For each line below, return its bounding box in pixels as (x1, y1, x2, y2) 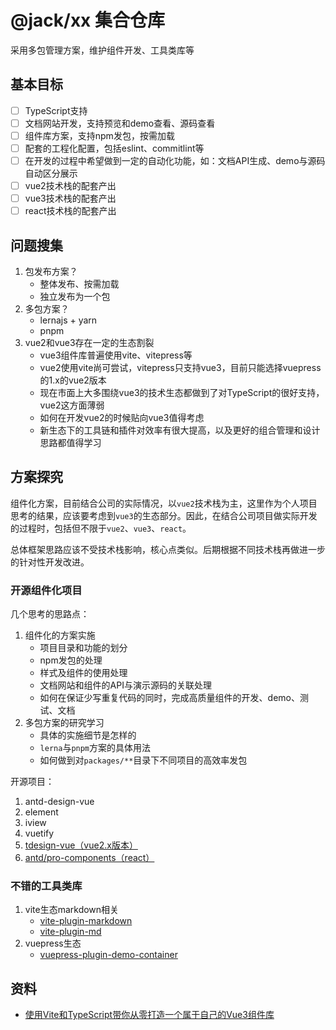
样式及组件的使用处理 (39, 667, 128, 679)
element (24, 806, 59, 818)
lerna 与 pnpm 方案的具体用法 (39, 742, 152, 754)
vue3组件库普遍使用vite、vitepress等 (39, 349, 193, 361)
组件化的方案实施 (24, 629, 96, 641)
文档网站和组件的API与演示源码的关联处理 (39, 679, 212, 691)
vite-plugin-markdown (39, 915, 133, 927)
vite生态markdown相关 (24, 904, 120, 916)
